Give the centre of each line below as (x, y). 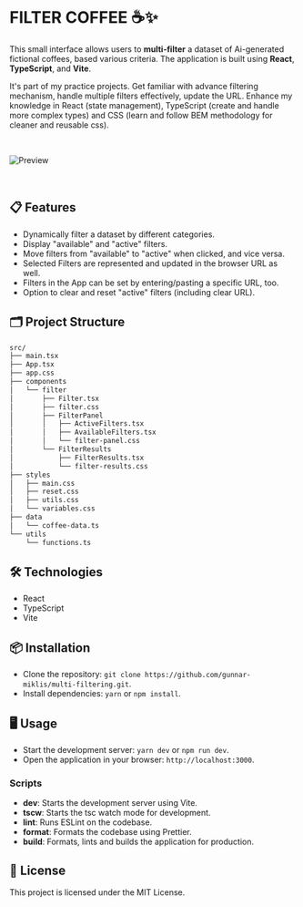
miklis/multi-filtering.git (76, 685)
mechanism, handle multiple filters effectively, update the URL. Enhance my (151, 96)
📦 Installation (50, 648)
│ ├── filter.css (55, 407)
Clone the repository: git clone (81, 675)
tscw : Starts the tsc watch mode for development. (116, 813)
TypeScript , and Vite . (50, 68)
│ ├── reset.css (44, 492)
